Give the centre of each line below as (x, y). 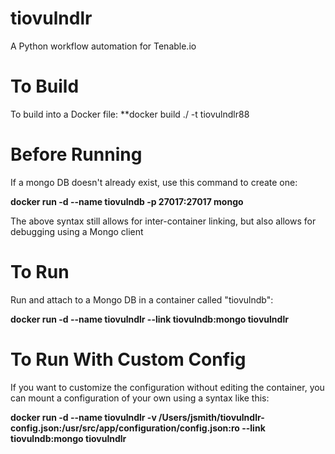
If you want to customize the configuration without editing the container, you (167, 387)
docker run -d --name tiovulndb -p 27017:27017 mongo (127, 201)
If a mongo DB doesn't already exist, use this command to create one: (154, 182)
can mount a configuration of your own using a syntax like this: (140, 398)
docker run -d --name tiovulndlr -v (83, 417)
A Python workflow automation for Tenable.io (103, 46)
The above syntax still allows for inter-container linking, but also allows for (163, 221)
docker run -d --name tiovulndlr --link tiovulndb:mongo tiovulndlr (149, 319)
